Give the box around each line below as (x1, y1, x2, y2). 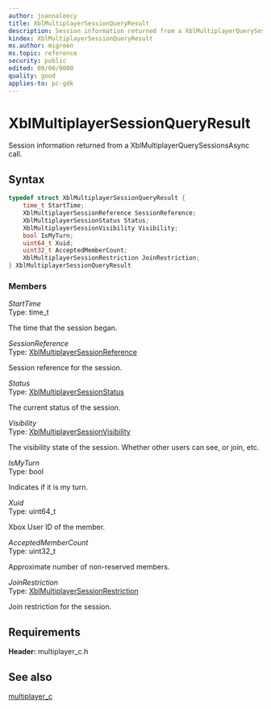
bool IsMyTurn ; (23, 231, 74, 240)
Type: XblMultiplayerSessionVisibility (8, 427, 131, 436)
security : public (8, 57, 67, 65)
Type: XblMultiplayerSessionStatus (8, 387, 125, 397)
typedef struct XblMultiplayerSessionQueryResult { (8, 194, 186, 202)
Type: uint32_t (8, 546, 56, 557)
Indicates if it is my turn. (8, 482, 89, 492)
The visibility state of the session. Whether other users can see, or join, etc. (8, 443, 260, 453)
